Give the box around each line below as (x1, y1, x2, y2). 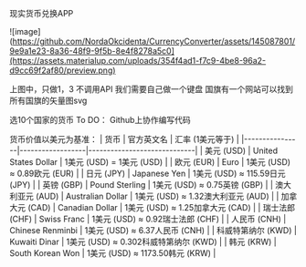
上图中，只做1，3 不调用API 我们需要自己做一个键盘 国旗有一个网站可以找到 (9, 84, 294, 94)
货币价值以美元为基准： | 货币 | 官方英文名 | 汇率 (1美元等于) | (9, 134, 240, 144)
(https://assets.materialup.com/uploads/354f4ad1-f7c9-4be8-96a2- (9, 56, 267, 66)
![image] (9, 26, 41, 36)
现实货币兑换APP (9, 8, 74, 18)
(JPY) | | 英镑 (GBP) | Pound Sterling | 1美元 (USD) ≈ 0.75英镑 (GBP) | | (9, 180, 274, 190)
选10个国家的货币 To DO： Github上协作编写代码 (9, 115, 192, 125)
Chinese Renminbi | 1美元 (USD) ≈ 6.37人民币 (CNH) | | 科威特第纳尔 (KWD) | (9, 225, 297, 235)
